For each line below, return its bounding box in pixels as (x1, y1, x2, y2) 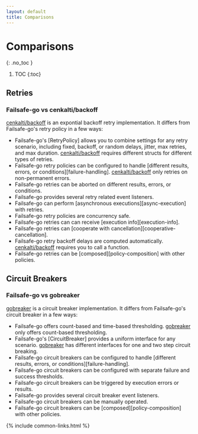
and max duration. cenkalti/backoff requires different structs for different (14, 149, 192, 157)
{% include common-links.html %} (6, 422, 90, 429)
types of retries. (14, 156, 54, 163)
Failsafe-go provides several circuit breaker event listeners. (14, 391, 160, 398)
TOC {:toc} (14, 70, 41, 78)
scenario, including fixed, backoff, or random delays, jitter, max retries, (14, 143, 187, 150)
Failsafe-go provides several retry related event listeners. (14, 194, 154, 201)
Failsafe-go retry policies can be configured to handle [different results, (14, 162, 189, 169)
